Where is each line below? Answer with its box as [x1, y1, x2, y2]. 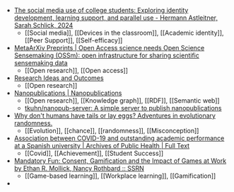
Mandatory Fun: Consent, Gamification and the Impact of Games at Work [13, 157, 227, 165]
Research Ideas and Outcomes [13, 74, 104, 82]
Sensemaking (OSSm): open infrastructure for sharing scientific [13, 51, 199, 60]
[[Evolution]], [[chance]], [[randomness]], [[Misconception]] [24, 127, 199, 135]
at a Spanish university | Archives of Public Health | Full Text [13, 142, 189, 149]
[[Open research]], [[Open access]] [24, 67, 129, 74]
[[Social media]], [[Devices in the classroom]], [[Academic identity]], [24, 28, 224, 37]
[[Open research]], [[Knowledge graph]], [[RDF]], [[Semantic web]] [24, 96, 221, 105]
